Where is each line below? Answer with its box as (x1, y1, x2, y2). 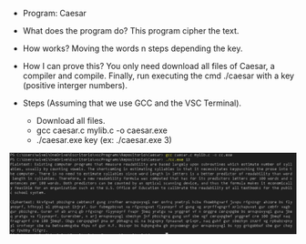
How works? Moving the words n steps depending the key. (22, 43, 243, 54)
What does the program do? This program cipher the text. (22, 25, 240, 36)
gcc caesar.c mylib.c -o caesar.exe (36, 125, 168, 136)
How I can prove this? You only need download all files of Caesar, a (22, 61, 275, 71)
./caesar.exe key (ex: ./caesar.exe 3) (36, 135, 173, 145)
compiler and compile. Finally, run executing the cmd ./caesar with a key (22, 70, 294, 81)
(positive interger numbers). (22, 80, 127, 90)
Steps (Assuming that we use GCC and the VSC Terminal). (22, 97, 242, 108)
